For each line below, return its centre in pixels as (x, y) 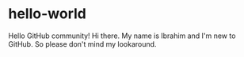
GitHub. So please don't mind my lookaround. (82, 44)
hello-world (48, 14)
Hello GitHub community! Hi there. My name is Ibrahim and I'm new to (122, 36)
